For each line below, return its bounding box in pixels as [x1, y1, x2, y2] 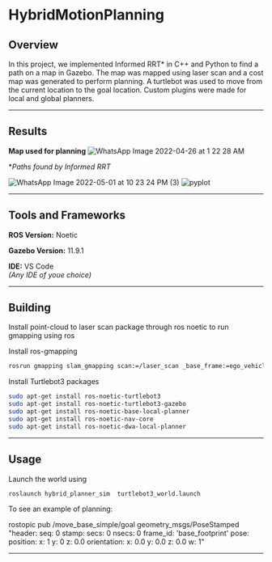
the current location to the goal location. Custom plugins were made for [8, 85, 247, 95]
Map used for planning [8, 146, 87, 155]
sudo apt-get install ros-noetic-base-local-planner [8, 408, 190, 416]
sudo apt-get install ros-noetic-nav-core [8, 415, 154, 423]
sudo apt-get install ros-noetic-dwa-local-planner [8, 422, 186, 430]
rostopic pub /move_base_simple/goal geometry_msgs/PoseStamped [8, 520, 240, 530]
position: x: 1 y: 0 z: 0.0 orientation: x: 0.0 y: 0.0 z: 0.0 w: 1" [8, 537, 205, 547]
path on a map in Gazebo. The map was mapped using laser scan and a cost [8, 68, 264, 78]
